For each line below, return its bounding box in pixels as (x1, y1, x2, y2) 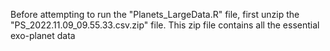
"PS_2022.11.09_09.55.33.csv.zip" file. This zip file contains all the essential (10, 19, 320, 31)
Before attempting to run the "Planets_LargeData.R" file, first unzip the (10, 9, 300, 20)
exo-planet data (10, 30, 76, 41)
